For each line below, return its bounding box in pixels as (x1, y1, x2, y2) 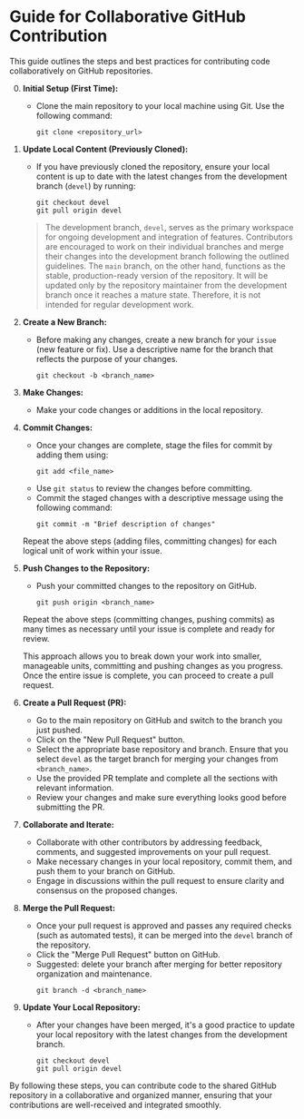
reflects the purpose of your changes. (35, 353, 179, 364)
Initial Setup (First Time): (22, 83, 119, 93)
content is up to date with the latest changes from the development (35, 171, 288, 182)
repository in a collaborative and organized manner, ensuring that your (9, 1089, 273, 1100)
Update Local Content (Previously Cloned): (22, 143, 189, 154)
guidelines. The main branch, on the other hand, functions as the (44, 260, 286, 271)
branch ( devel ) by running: (35, 180, 136, 191)
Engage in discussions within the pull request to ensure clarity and (35, 875, 285, 886)
